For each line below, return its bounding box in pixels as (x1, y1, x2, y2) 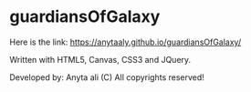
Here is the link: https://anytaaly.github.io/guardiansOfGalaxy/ (9, 36, 242, 47)
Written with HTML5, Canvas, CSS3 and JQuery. (9, 54, 192, 65)
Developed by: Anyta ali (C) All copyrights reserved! (9, 71, 205, 83)
